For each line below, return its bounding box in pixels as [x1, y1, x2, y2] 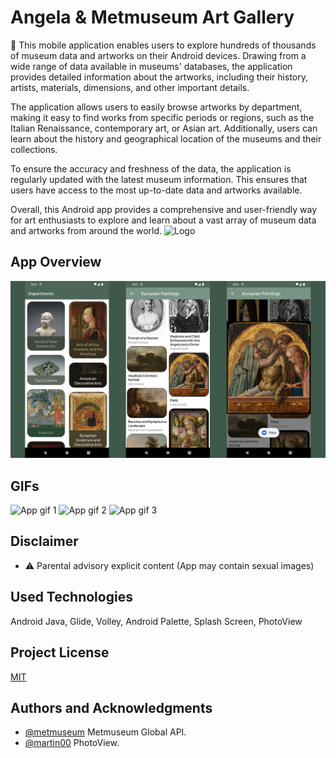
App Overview [10, 254, 102, 271]
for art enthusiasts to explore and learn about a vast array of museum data [10, 214, 317, 226]
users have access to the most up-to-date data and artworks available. [10, 184, 303, 196]
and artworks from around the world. [10, 224, 163, 236]
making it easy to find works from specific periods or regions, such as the [10, 111, 315, 123]
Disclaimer [10, 533, 79, 550]
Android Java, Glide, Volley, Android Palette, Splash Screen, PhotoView [10, 615, 303, 627]
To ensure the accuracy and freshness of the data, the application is [10, 162, 292, 175]
